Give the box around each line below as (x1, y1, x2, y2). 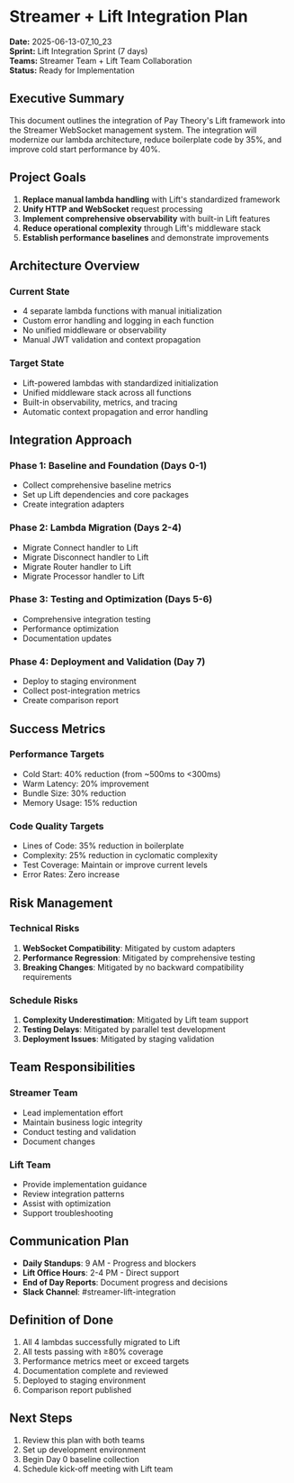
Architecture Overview (9, 258, 140, 273)
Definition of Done (9, 1313, 114, 1328)
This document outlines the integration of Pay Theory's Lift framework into (9, 114, 286, 125)
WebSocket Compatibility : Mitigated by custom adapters (22, 942, 236, 953)
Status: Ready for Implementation (9, 65, 135, 76)
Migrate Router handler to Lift (22, 561, 132, 572)
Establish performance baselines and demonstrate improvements (22, 232, 270, 243)
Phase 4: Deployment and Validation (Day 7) (9, 655, 206, 668)
